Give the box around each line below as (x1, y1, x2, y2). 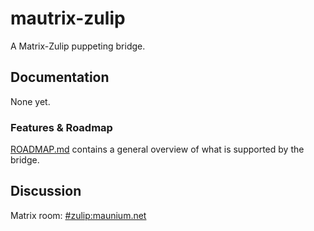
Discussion (10, 183, 82, 200)
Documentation (10, 69, 110, 86)
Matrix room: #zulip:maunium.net (10, 209, 147, 221)
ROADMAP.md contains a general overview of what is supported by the (10, 143, 305, 156)
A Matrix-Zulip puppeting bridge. (10, 40, 146, 52)
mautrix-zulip (10, 7, 126, 30)
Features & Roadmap (10, 120, 113, 134)
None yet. (10, 95, 51, 107)
